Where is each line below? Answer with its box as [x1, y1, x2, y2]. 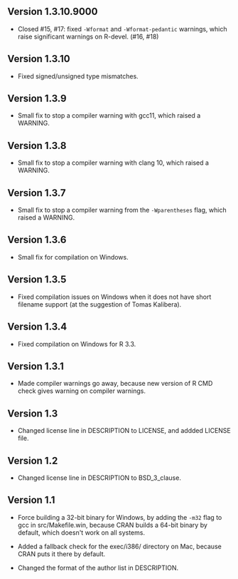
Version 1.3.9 [7, 93, 67, 105]
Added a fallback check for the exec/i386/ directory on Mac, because [17, 542, 222, 550]
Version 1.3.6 [7, 234, 67, 246]
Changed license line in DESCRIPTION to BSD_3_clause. [17, 473, 181, 482]
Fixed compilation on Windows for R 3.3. [17, 339, 136, 348]
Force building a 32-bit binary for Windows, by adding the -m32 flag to [17, 513, 222, 521]
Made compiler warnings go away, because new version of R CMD [17, 379, 213, 388]
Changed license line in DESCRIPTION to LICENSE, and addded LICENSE [17, 426, 231, 435]
